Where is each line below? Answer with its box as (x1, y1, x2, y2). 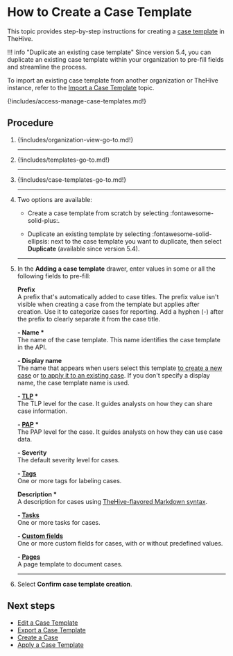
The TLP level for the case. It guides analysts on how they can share (17, 399, 213, 407)
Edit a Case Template (17, 619, 78, 627)
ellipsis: (27, 237, 50, 245)
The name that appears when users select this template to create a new (17, 364, 223, 372)
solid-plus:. (27, 216, 60, 224)
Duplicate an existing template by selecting (27, 230, 151, 238)
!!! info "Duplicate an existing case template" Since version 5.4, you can (7, 48, 212, 56)
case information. (17, 407, 68, 415)
